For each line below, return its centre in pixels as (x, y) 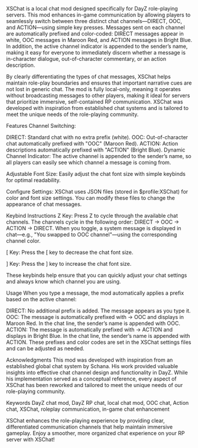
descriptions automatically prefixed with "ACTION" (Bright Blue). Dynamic (96, 150)
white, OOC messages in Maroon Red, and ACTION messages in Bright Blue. (99, 40)
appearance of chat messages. (44, 204)
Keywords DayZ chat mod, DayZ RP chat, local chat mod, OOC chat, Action (98, 403)
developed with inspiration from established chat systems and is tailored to (98, 108)
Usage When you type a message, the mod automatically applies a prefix (95, 293)
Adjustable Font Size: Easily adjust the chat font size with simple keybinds (96, 174)
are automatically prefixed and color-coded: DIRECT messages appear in (95, 34)
